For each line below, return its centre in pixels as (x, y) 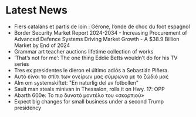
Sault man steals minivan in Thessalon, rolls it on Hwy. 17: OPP (89, 89)
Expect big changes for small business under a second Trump (89, 101)
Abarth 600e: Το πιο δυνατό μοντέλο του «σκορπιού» (79, 95)
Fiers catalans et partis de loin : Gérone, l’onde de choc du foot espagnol (102, 26)
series (21, 64)
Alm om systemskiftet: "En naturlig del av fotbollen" (76, 82)
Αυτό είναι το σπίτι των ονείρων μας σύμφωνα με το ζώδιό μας (91, 76)
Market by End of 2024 (42, 45)
